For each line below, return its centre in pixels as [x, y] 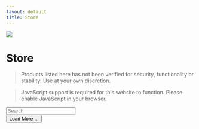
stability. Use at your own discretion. [66, 81]
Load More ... [24, 119]
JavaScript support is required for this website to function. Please [102, 93]
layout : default [26, 12]
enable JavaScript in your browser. [64, 99]
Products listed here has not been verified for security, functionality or [107, 75]
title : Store [22, 17]
